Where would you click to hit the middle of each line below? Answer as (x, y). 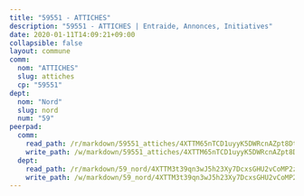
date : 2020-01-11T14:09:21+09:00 (72, 34)
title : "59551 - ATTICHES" (60, 18)
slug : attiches (46, 77)
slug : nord (38, 110)
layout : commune (40, 51)
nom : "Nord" (40, 102)
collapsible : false (46, 43)
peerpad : (26, 127)
